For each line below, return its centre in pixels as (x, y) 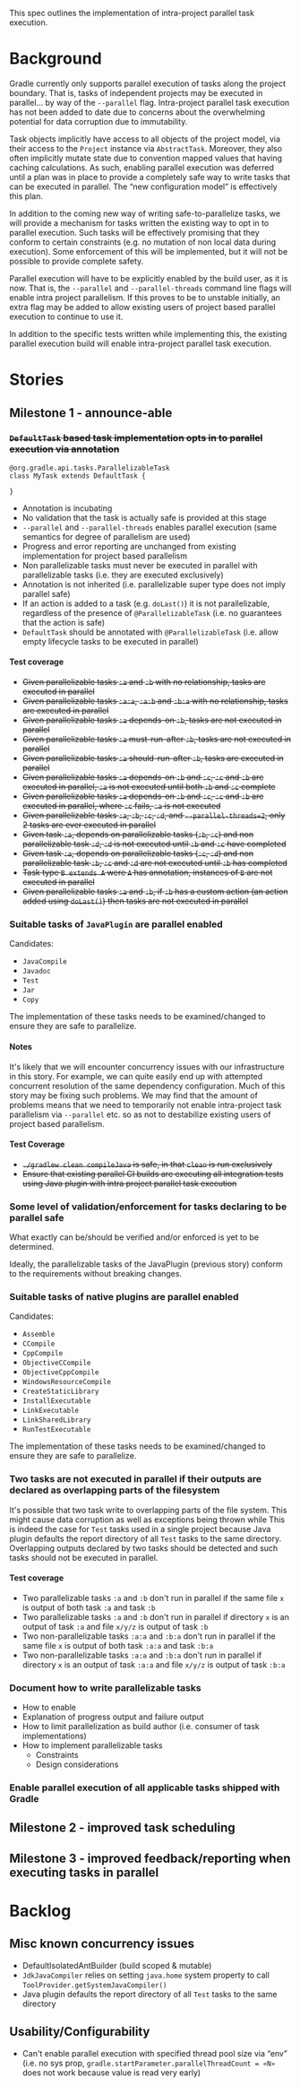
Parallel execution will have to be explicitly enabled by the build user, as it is (149, 278)
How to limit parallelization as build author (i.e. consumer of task (141, 1727)
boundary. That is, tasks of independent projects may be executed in (136, 92)
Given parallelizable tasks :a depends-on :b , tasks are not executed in (152, 720)
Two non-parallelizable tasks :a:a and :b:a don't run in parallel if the (149, 1636)
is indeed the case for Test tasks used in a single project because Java (140, 1528)
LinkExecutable (51, 1411)
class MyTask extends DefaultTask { (77, 476)
